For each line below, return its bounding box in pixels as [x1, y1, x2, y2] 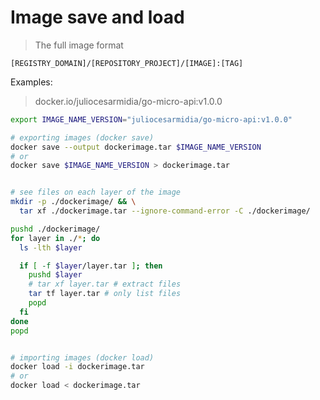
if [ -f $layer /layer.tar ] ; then [19, 261, 163, 271]
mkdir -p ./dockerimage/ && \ [10, 197, 137, 207]
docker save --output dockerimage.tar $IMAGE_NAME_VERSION [10, 142, 262, 152]
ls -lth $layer [19, 242, 83, 253]
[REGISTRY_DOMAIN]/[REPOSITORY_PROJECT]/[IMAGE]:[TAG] [10, 58, 244, 68]
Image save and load [10, 6, 185, 29]
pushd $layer [28, 270, 83, 280]
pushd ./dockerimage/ [10, 224, 101, 234]
